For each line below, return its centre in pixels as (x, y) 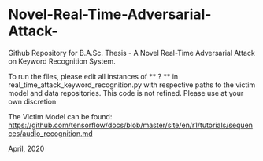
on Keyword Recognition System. (62, 61)
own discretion (32, 101)
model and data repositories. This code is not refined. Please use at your (126, 93)
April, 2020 (26, 148)
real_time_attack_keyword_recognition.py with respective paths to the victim (132, 85)
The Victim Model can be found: (60, 116)
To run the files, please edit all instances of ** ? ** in (93, 76)
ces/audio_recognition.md (50, 133)
